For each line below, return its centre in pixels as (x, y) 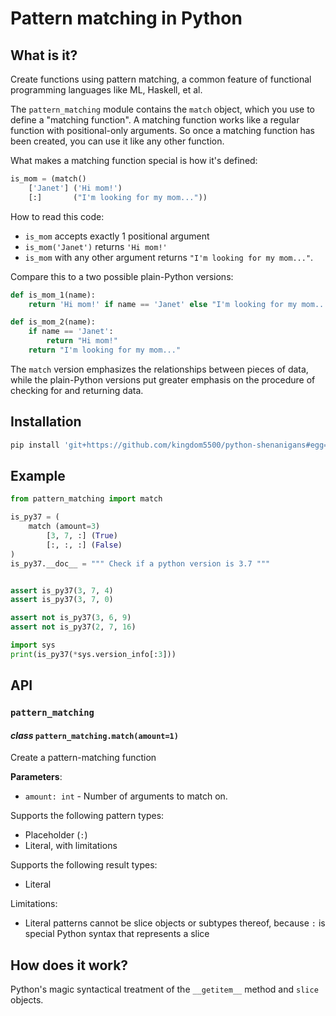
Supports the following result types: (84, 865)
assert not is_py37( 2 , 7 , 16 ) (73, 627)
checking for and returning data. (77, 390)
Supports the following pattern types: (87, 816)
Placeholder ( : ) (56, 835)
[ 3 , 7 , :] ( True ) (82, 536)
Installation (46, 422)
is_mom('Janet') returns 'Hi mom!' (96, 246)
